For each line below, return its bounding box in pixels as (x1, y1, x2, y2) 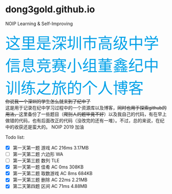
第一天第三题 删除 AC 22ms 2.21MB (12, 177, 88, 183)
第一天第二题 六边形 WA (12, 151, 63, 157)
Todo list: (5, 134, 25, 140)
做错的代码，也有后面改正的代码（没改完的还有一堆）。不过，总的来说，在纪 (5, 117, 165, 123)
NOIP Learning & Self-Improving (5, 20, 73, 27)
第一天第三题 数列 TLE (12, 158, 60, 164)
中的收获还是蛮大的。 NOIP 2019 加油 (5, 124, 84, 130)
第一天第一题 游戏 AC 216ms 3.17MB (12, 144, 89, 150)
